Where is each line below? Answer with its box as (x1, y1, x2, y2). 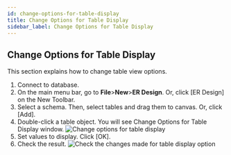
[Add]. (17, 111, 36, 119)
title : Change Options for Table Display (7, 17, 129, 24)
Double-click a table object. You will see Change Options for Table (17, 117, 207, 126)
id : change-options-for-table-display (7, 10, 119, 17)
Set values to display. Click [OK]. (17, 133, 111, 141)
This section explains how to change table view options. (7, 67, 168, 76)
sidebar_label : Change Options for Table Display (7, 23, 154, 30)
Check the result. (17, 140, 67, 148)
